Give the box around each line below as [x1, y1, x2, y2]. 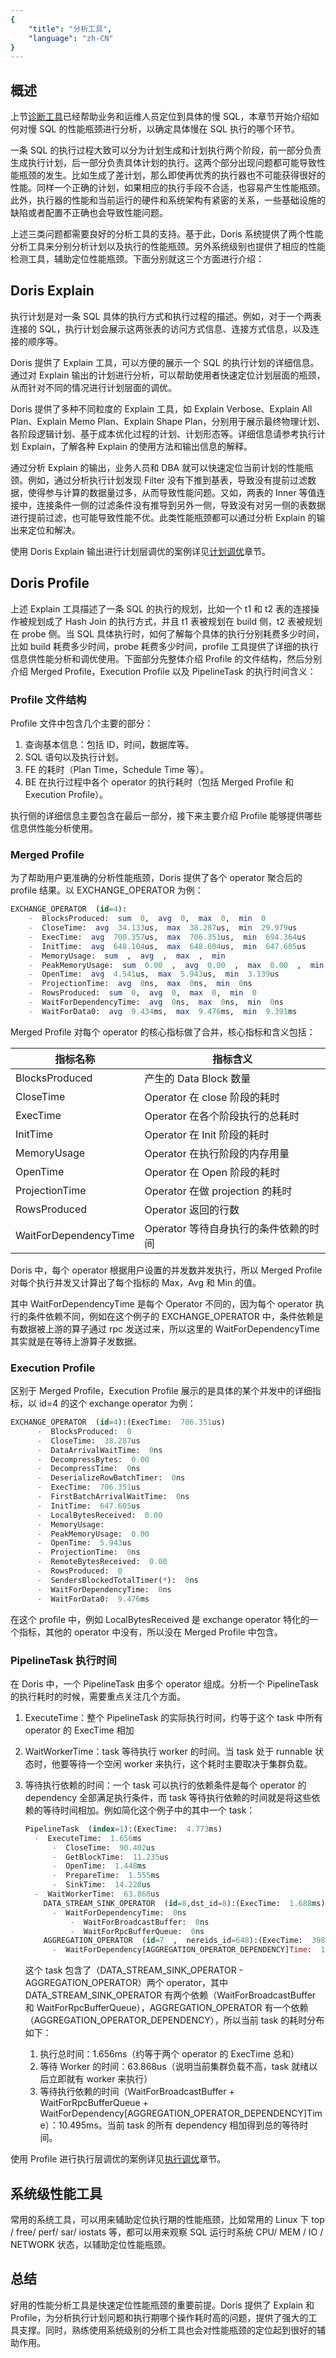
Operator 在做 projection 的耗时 [144, 1184, 293, 1198]
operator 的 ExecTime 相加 [24, 1724, 135, 1736]
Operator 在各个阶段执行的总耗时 [144, 1109, 300, 1123]
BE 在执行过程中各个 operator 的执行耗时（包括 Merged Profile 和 [24, 776, 295, 788]
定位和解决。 [27, 524, 81, 536]
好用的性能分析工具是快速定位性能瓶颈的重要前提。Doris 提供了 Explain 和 [10, 2299, 315, 2311]
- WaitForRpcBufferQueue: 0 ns [69, 1926, 205, 1936]
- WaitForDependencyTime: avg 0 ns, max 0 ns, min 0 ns [28, 997, 284, 1008]
